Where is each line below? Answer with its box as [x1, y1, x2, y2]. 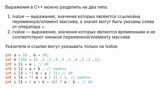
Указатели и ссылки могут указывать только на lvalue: [5, 44, 119, 49]
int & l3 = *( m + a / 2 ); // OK [5, 71, 73, 75]
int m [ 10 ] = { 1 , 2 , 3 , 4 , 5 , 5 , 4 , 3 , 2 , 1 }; [5, 57, 101, 62]
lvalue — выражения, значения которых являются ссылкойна [12, 14, 140, 19]
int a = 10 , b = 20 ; [5, 53, 49, 58]
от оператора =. [12, 24, 46, 30]
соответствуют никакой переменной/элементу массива [12, 34, 130, 40]
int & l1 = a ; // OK [5, 61, 49, 67]
